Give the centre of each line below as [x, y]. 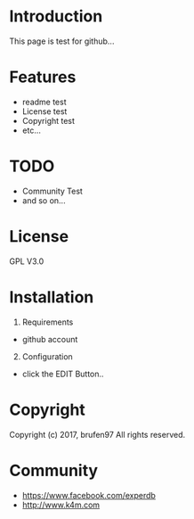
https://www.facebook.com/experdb [89, 495]
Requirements [48, 322]
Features [43, 77]
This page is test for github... [62, 41]
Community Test [52, 191]
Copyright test [48, 120]
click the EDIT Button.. [63, 374]
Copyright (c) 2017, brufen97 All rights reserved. [97, 434]
